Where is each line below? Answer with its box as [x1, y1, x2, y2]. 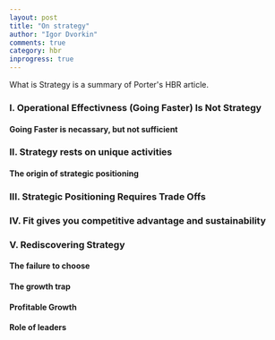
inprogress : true [9, 55, 74, 64]
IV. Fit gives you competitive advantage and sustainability [9, 214, 267, 226]
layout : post [9, 13, 58, 22]
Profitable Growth [9, 302, 78, 312]
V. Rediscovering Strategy [9, 238, 125, 251]
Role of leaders [9, 322, 67, 333]
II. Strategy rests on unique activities [9, 146, 173, 158]
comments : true [9, 38, 66, 47]
